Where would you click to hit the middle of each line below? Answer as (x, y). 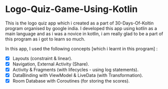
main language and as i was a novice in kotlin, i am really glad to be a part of (84, 33)
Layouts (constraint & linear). (42, 58)
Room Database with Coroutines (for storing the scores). (71, 81)
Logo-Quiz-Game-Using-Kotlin (71, 9)
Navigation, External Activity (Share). (51, 64)
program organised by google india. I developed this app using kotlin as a (81, 28)
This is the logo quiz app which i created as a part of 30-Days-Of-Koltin (79, 23)
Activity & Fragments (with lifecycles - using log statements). (75, 70)
